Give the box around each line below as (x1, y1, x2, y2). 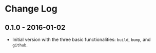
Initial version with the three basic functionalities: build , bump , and (12, 36, 151, 42)
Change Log (5, 3, 57, 15)
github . (12, 42, 28, 48)
